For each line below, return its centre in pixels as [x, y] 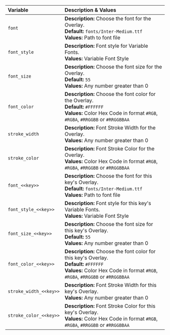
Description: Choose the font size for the [113, 67]
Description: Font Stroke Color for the [110, 148]
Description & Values [90, 10]
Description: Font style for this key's [108, 203]
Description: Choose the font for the [108, 19]
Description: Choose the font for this [108, 176]
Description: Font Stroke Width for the [110, 128]
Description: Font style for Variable [106, 46]
